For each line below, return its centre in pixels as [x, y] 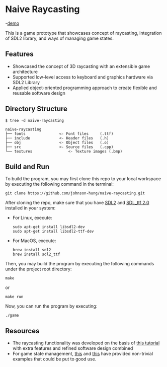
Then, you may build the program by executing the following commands [80, 264]
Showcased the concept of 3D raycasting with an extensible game [81, 66]
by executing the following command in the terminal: [60, 184]
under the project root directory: [38, 269]
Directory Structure [36, 109]
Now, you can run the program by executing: [51, 306]
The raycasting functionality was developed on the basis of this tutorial [86, 343]
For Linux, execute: [32, 218]
